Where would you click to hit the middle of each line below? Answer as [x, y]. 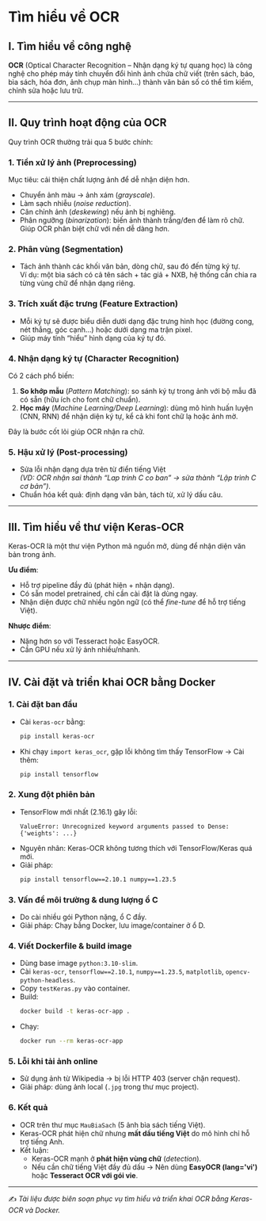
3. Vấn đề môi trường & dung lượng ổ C [83, 899]
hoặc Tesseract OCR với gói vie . [85, 1175]
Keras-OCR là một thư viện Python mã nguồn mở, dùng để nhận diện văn [127, 546]
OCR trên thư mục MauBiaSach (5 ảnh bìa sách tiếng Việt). [112, 1124]
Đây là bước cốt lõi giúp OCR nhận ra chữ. [76, 431]
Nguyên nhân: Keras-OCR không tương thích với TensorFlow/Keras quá [136, 848]
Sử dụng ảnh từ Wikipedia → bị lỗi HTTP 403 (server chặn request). [130, 1078]
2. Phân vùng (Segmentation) [66, 250]
